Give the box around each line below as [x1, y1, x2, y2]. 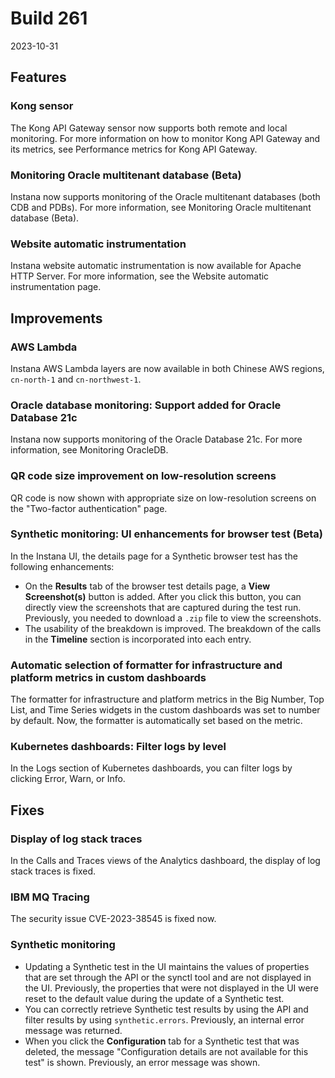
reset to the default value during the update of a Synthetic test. [24, 992, 285, 1004]
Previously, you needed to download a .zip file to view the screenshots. [24, 612, 322, 624]
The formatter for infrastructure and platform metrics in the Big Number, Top [10, 693, 325, 706]
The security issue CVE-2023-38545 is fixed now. [10, 913, 217, 925]
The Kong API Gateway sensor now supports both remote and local [10, 122, 288, 134]
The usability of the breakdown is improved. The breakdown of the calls [24, 622, 322, 634]
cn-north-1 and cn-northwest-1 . [10, 373, 142, 385]
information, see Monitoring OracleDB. [10, 444, 169, 456]
